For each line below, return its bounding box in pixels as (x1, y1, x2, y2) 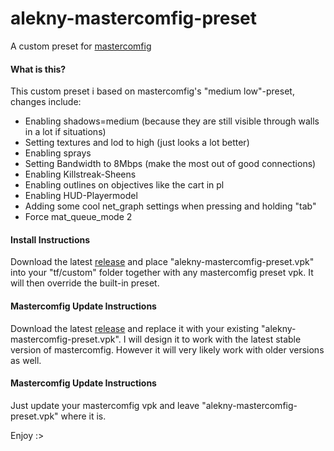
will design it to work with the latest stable (128, 333, 302, 345)
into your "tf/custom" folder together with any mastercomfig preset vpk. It (10, 267, 314, 279)
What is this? (10, 63, 67, 75)
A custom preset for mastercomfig (10, 40, 152, 52)
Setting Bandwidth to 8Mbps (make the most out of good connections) (24, 158, 317, 170)
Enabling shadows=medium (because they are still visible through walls (24, 115, 320, 127)
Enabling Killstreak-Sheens (24, 168, 137, 181)
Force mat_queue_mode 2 (24, 211, 133, 223)
